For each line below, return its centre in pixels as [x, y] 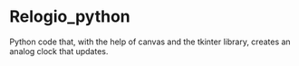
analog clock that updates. [59, 51]
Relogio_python [70, 17]
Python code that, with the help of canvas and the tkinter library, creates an [150, 42]
